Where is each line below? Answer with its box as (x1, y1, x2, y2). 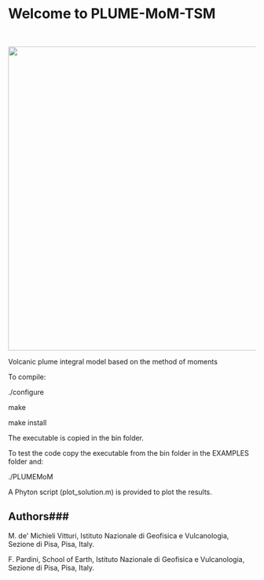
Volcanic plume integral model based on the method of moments (8, 356, 218, 366)
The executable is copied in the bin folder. (8, 433, 144, 442)
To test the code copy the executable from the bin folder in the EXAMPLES (8, 448, 249, 457)
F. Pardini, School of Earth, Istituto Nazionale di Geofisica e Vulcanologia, (8, 554, 245, 563)
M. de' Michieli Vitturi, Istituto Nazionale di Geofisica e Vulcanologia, (8, 530, 229, 540)
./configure (8, 387, 45, 397)
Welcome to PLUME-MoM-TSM (8, 5, 216, 23)
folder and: (8, 456, 44, 466)
